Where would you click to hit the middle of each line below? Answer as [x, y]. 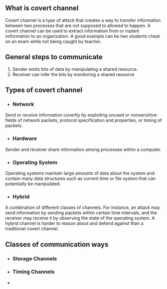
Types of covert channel [44, 90]
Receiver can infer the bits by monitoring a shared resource [73, 74]
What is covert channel [42, 8]
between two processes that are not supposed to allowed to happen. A [78, 25]
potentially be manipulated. [33, 183]
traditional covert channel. [32, 229]
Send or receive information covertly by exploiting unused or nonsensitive [81, 115]
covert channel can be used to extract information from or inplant [72, 31]
